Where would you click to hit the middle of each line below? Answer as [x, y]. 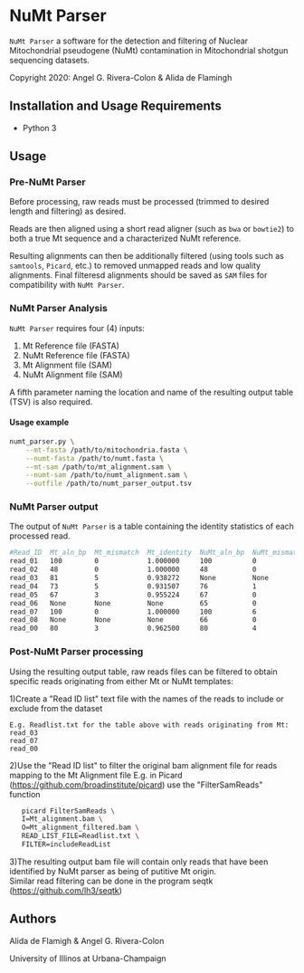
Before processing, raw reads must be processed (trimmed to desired [139, 202]
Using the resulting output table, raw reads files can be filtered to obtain [143, 672]
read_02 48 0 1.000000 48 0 [133, 570]
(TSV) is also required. [51, 401]
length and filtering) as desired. [68, 211]
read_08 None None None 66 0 [133, 620]
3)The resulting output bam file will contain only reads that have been [139, 862]
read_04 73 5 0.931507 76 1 [133, 586]
